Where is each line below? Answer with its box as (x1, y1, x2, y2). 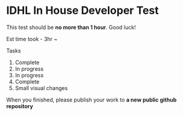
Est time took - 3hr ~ (6, 35, 58, 42)
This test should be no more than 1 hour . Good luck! (6, 24, 136, 31)
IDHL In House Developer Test (6, 4, 159, 18)
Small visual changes (14, 84, 68, 91)
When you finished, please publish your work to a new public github (6, 96, 177, 103)
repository (6, 102, 33, 109)
